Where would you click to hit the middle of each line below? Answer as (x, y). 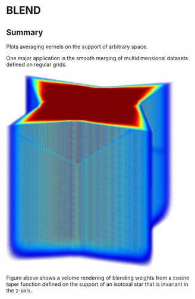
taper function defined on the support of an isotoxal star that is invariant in (97, 284)
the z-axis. (19, 290)
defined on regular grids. (37, 64)
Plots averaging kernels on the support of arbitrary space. (77, 46)
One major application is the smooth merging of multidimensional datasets (97, 58)
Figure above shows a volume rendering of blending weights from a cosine (98, 278)
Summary (25, 32)
